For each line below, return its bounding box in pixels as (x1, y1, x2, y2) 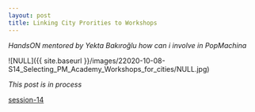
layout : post (8, 11, 51, 20)
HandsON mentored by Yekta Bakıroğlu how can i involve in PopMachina (8, 40, 247, 50)
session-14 (8, 95, 44, 104)
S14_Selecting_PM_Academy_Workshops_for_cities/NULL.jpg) (8, 64, 210, 73)
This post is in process (8, 80, 82, 89)
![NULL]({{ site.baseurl (8, 56, 82, 65)
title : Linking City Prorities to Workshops (8, 19, 158, 27)
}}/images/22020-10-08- (83, 56, 166, 65)
